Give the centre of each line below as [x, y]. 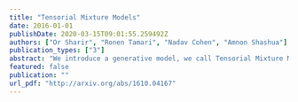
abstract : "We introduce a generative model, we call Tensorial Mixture [146, 59]
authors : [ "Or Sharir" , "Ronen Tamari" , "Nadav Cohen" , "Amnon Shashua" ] [149, 42]
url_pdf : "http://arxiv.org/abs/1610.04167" [93, 83]
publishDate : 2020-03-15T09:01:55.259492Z [89, 34]
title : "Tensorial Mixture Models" [75, 17]
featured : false [39, 67]
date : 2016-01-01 [41, 26]
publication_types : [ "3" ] [57, 51]
